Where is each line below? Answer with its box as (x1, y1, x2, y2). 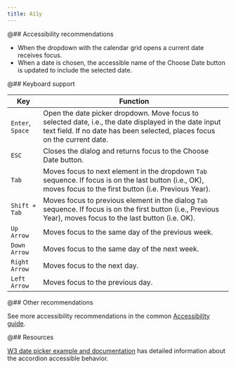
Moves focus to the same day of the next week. (43, 244, 199, 254)
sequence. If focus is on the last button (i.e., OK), (43, 175, 204, 185)
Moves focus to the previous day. (43, 277, 153, 287)
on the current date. (43, 135, 109, 145)
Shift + (11, 202, 37, 209)
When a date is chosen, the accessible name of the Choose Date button (17, 58, 226, 67)
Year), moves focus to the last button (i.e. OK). (43, 213, 195, 223)
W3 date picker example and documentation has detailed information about (7, 346, 226, 355)
